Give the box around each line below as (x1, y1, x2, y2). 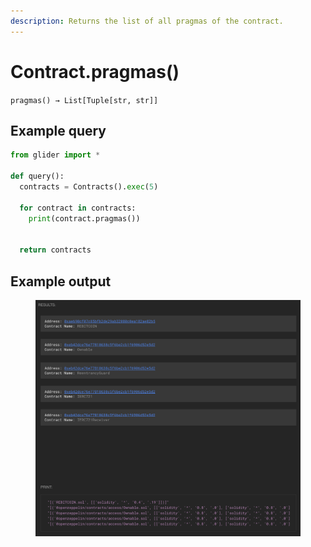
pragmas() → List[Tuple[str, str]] (10, 95, 159, 105)
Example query (10, 122, 107, 139)
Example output (10, 273, 112, 290)
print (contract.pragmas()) (28, 213, 141, 224)
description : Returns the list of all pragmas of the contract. (10, 16, 284, 26)
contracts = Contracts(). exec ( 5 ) (19, 182, 159, 192)
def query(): (10, 171, 65, 182)
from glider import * (10, 150, 101, 160)
